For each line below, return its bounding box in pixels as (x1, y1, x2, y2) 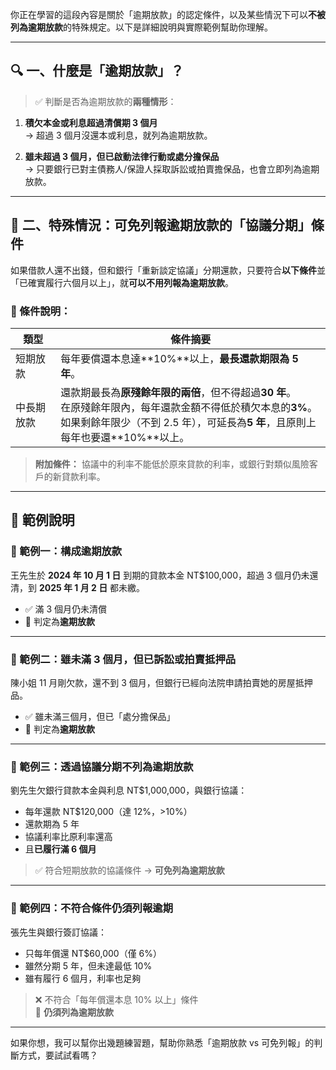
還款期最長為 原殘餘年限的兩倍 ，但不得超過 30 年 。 (60, 385, 297, 399)
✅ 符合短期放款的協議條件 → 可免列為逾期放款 (34, 864, 225, 877)
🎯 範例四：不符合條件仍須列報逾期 (10, 901, 173, 915)
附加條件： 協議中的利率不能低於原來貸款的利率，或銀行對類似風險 (34, 458, 310, 470)
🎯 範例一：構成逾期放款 (10, 544, 123, 558)
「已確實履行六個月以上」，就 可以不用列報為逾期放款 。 (10, 276, 234, 288)
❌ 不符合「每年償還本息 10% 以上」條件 (34, 993, 199, 1005)
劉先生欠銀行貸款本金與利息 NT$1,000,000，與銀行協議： (10, 784, 248, 797)
